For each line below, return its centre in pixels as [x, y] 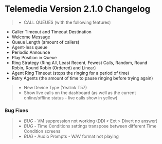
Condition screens [42, 131]
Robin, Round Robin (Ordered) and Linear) [54, 68]
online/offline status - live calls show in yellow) [71, 97]
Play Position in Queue [34, 57]
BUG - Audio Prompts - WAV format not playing [71, 136]
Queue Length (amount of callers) [45, 42]
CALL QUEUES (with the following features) [67, 22]
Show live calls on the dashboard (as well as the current [80, 93]
